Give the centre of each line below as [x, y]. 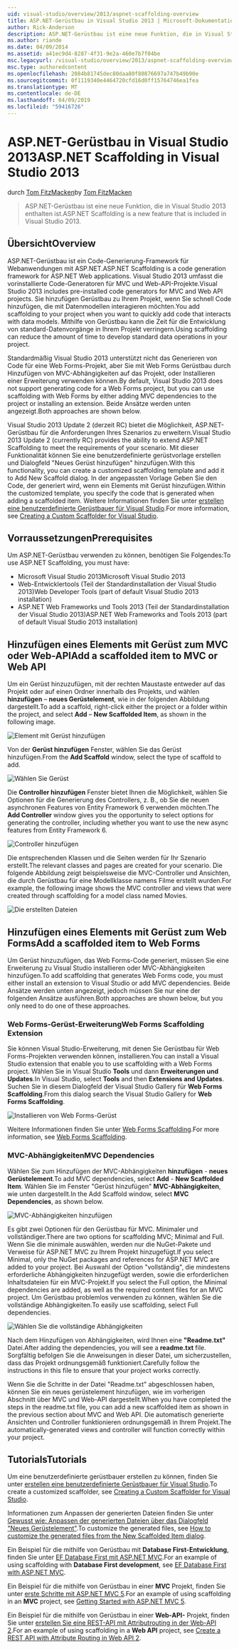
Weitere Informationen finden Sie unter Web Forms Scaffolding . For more [113, 1129]
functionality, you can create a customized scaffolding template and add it [116, 470]
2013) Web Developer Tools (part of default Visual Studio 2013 [108, 592]
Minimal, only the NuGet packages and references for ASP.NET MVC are [113, 1259]
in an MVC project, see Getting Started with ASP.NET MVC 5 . [97, 1601]
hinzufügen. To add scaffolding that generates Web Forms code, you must [115, 976]
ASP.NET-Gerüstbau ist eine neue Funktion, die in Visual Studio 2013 [125, 206]
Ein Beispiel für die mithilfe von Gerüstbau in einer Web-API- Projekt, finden [118, 1615]
